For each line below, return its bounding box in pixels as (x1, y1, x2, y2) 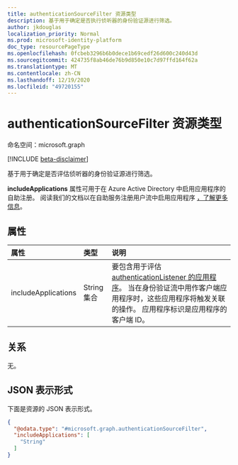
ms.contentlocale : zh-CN (7, 70, 81, 77)
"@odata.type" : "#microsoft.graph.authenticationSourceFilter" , (13, 425, 208, 432)
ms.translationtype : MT (7, 63, 78, 70)
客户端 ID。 (111, 315, 149, 324)
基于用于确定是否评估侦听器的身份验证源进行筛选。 (7, 170, 157, 178)
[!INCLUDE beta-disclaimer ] (7, 155, 89, 163)
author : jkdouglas (7, 23, 62, 31)
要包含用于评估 (111, 262, 161, 271)
